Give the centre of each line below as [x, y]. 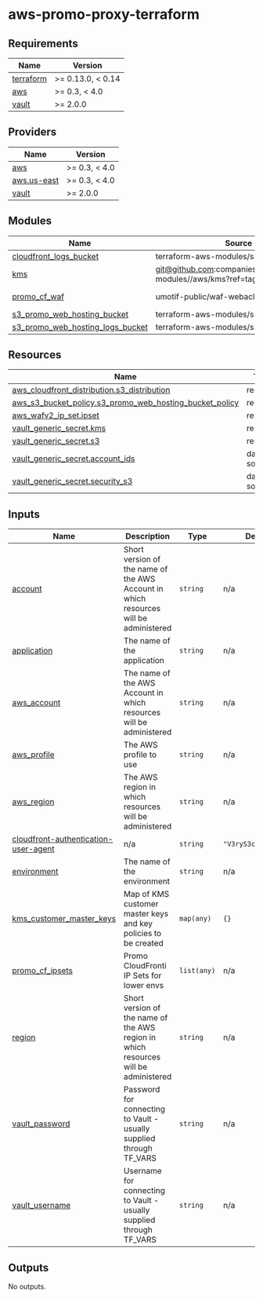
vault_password [41, 1124]
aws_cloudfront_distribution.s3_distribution [91, 390]
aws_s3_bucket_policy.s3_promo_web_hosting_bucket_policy [126, 403]
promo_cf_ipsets [42, 971]
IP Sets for [143, 975]
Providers [32, 132]
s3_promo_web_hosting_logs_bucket [80, 327]
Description [148, 536]
